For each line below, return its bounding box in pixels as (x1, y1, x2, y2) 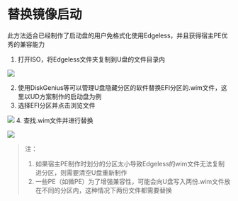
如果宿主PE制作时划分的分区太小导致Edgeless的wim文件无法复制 (35, 159, 225, 168)
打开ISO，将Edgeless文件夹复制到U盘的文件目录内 (17, 54, 165, 64)
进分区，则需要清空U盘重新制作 (35, 168, 127, 177)
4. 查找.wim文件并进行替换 (16, 116, 93, 125)
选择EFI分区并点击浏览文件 (17, 100, 96, 110)
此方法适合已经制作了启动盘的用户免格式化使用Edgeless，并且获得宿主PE (7, 31, 222, 40)
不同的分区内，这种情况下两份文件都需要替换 (41, 185, 172, 195)
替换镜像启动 (7, 6, 83, 23)
